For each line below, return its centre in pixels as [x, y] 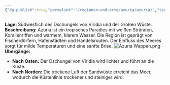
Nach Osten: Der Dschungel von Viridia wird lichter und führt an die [83, 61]
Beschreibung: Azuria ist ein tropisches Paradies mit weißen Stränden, [79, 30]
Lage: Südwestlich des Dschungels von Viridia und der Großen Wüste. [78, 24]
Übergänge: [18, 51]
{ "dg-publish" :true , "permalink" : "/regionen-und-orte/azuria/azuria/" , [81, 10]
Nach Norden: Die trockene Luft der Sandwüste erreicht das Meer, [82, 72]
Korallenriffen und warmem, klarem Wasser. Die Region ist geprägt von [79, 35]
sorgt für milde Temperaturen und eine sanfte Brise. [59, 46]
